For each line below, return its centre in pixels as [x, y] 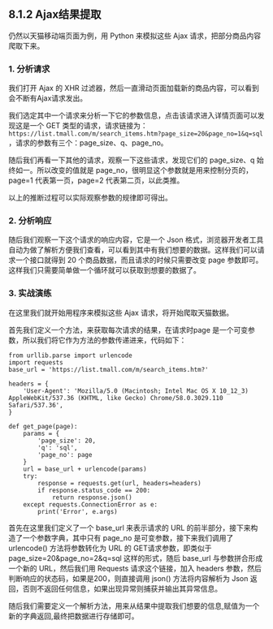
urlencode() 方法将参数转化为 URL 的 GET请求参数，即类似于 [110, 548]
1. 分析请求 [29, 69]
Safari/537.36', [36, 405]
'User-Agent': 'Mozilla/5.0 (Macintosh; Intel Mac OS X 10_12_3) [136, 391]
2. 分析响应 [30, 221]
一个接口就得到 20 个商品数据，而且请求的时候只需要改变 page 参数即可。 [139, 260]
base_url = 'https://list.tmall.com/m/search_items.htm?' [108, 369]
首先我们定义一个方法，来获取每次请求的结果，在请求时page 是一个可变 [128, 330]
